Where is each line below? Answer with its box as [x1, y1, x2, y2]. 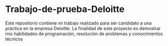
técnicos [5, 36, 24, 42]
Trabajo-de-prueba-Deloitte [5, 3, 125, 15]
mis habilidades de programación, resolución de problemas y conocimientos [5, 30, 163, 36]
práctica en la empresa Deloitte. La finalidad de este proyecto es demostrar [5, 25, 161, 31]
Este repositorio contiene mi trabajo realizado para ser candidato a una [5, 20, 152, 26]
